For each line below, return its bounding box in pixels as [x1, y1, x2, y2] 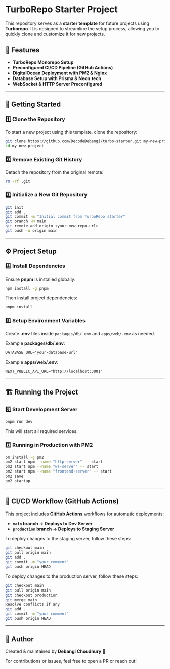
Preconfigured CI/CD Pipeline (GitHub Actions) [12, 64, 113, 70]
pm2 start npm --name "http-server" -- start [5, 459, 103, 464]
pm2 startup [5, 478, 30, 483]
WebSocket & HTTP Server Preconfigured [12, 81, 103, 87]
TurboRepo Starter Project [5, 4, 118, 15]
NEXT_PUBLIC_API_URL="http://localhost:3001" [5, 369, 103, 374]
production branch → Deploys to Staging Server [12, 526, 115, 532]
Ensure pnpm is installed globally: [5, 276, 76, 282]
